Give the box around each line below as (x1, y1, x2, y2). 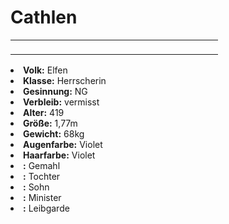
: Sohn (23, 181, 50, 193)
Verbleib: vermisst (23, 96, 100, 108)
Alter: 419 (23, 106, 65, 118)
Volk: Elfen (23, 64, 68, 76)
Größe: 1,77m (23, 117, 78, 129)
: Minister (23, 191, 62, 203)
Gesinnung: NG (23, 85, 88, 97)
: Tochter (23, 170, 61, 182)
